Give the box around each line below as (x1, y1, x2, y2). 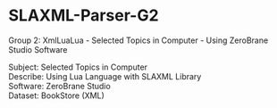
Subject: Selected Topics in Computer (8, 62, 148, 72)
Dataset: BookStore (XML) (8, 90, 105, 101)
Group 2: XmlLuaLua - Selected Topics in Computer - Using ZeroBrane (8, 35, 269, 46)
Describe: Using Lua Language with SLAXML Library (8, 71, 202, 81)
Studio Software (8, 44, 68, 54)
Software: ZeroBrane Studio (8, 80, 111, 91)
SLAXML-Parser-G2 (8, 5, 159, 26)
